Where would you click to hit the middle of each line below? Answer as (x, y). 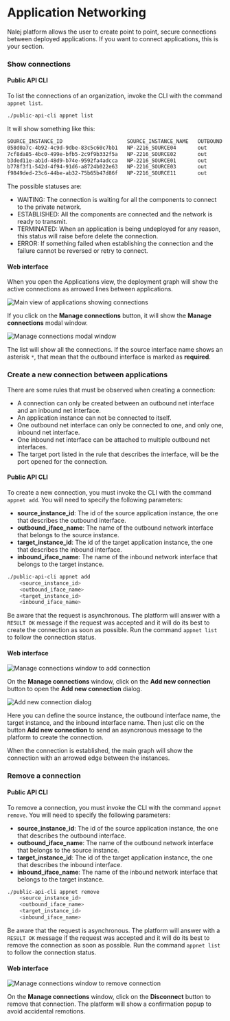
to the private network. (49, 207)
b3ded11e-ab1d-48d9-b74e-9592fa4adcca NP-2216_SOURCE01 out (107, 160)
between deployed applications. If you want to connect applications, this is (113, 38)
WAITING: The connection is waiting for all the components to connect (117, 200)
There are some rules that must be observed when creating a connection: (111, 390)
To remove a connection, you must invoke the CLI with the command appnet (114, 807)
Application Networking (77, 13)
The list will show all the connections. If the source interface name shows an (115, 350)
